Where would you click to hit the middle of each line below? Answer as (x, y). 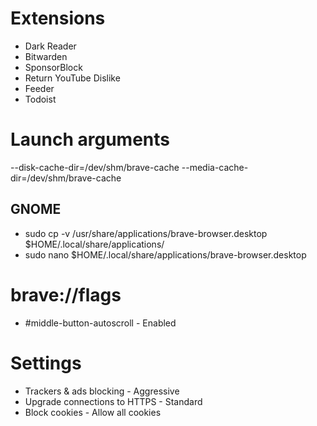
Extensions (58, 18)
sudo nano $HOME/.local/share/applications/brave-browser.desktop (165, 254)
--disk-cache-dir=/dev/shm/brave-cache (95, 167)
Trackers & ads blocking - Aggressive (102, 391)
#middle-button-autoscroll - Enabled (100, 323)
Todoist (40, 99)
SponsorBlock (53, 67)
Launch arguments (90, 139)
